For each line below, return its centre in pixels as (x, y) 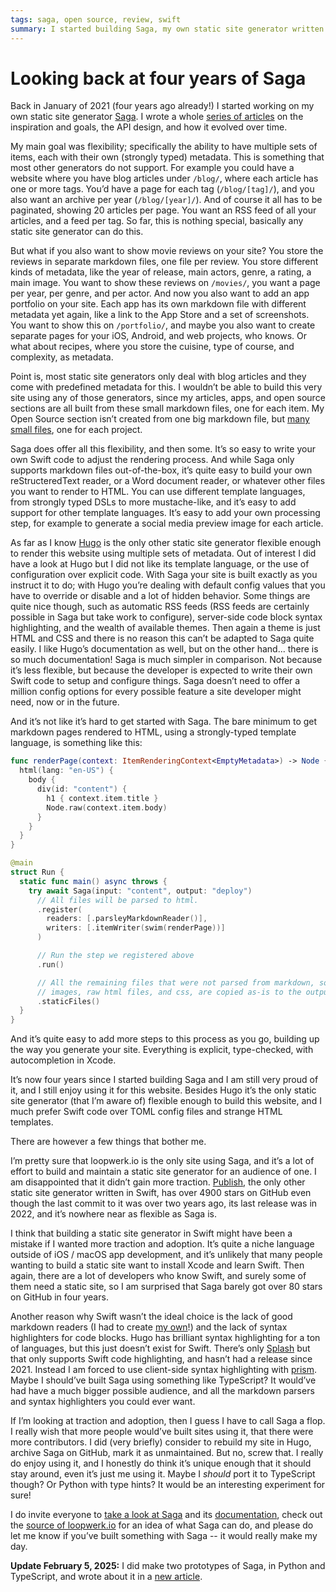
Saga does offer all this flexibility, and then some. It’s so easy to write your (163, 449)
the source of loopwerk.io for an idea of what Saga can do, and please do (162, 1525)
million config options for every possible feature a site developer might (156, 692)
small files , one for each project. (76, 430)
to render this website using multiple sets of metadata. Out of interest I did (163, 553)
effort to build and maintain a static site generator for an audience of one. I (163, 1172)
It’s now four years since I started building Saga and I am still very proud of (164, 1080)
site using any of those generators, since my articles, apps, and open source (168, 398)
